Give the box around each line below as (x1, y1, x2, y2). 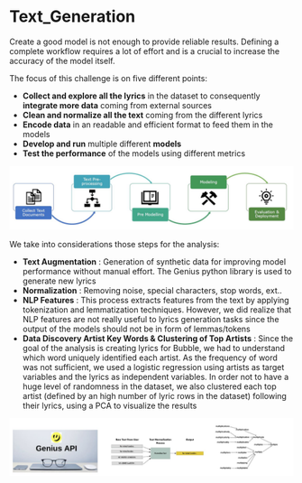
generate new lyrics (22, 275, 96, 286)
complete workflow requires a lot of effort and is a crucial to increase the (9, 45, 280, 56)
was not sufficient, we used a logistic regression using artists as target (22, 362, 285, 373)
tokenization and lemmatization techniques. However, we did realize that (22, 304, 292, 315)
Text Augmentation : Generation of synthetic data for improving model (22, 256, 287, 267)
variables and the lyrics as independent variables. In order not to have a (22, 372, 289, 383)
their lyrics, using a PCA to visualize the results (22, 400, 197, 412)
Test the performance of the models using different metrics (22, 147, 246, 159)
